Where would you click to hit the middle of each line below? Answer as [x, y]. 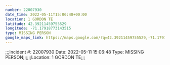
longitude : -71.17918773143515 [38, 28]
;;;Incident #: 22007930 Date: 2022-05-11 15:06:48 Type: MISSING [75, 52]
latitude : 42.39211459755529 [36, 24]
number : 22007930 [24, 10]
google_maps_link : [25, 38]
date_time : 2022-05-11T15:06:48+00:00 [46, 14]
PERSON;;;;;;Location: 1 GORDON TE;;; [45, 57]
